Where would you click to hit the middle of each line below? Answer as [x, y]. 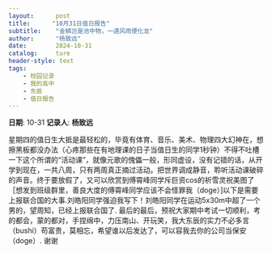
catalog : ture [39, 53]
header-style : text [41, 61]
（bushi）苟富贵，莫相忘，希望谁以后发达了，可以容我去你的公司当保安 [127, 230]
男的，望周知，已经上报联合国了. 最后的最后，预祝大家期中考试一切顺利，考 [134, 210]
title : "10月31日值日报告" [59, 23]
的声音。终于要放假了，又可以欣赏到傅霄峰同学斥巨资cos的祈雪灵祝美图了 [132, 180]
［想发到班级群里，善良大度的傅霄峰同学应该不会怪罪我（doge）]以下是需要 [134, 190]
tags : [17, 69]
